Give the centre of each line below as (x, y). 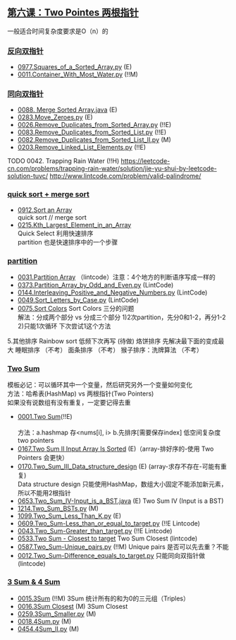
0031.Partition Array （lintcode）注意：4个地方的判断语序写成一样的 (117, 277)
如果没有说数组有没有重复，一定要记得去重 (69, 403)
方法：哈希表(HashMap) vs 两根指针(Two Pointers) (81, 393)
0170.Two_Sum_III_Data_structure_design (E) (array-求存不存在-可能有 (119, 467)
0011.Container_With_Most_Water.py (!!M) (78, 75)
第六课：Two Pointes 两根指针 (73, 13)
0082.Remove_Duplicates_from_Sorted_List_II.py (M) (94, 140)
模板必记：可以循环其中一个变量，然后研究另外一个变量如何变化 (100, 385)
